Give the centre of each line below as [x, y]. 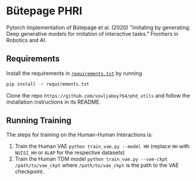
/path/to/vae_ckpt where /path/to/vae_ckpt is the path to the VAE [97, 166]
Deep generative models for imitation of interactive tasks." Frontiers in [92, 33]
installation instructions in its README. [53, 102]
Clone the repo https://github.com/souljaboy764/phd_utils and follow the [98, 95]
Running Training [39, 121]
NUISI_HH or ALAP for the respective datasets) [70, 152]
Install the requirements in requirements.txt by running [74, 73]
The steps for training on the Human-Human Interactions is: [79, 135]
